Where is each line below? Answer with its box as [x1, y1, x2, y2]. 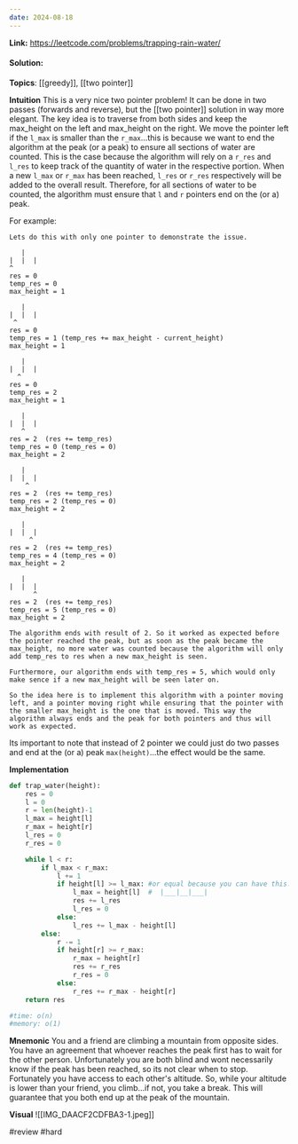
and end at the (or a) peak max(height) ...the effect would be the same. [9, 746, 266, 757]
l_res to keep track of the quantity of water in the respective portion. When [9, 161, 285, 171]
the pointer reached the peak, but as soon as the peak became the [9, 636, 264, 645]
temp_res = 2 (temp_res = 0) [9, 496, 117, 506]
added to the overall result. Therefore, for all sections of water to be [9, 179, 257, 190]
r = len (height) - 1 [25, 806, 93, 815]
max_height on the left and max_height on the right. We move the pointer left [9, 122, 289, 133]
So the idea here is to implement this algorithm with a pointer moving [9, 690, 284, 699]
